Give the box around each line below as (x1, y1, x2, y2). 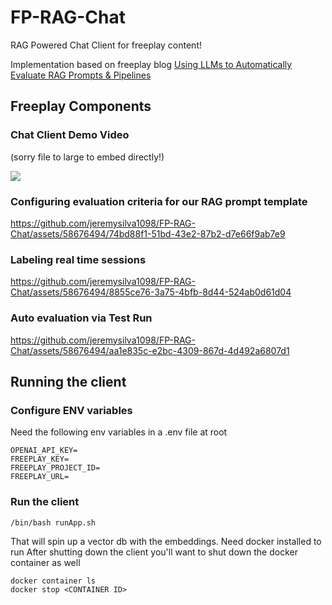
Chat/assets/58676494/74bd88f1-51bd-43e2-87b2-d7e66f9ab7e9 (10, 227, 286, 240)
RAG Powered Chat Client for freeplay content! (10, 39, 202, 51)
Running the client (10, 373, 127, 390)
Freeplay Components (10, 98, 152, 115)
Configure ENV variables (10, 403, 133, 417)
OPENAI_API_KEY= (10, 446, 78, 456)
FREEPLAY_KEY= (10, 454, 70, 465)
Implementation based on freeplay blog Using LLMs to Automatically (10, 58, 293, 70)
